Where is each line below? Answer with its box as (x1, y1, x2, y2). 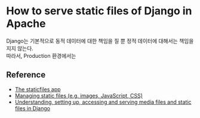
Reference (6, 70, 46, 80)
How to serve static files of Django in (6, 4, 192, 18)
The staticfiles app (14, 85, 61, 93)
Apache (6, 17, 46, 30)
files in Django (14, 104, 51, 111)
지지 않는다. (6, 45, 34, 52)
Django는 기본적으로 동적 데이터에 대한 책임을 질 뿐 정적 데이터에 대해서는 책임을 (6, 37, 194, 44)
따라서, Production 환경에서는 (6, 52, 76, 59)
